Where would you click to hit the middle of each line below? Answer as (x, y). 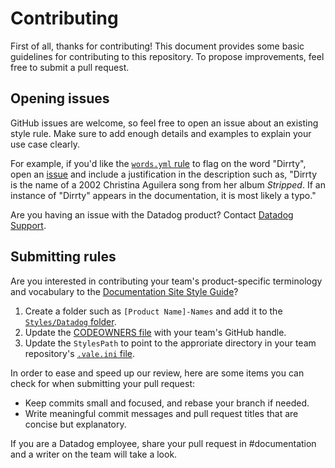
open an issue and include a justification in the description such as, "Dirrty (164, 174)
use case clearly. (45, 144)
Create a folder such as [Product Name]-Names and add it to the (153, 311)
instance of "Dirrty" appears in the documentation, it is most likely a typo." (163, 195)
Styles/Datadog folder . (70, 321)
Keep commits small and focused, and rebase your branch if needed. (167, 403)
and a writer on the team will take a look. (94, 454)
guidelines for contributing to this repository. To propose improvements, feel (167, 56)
